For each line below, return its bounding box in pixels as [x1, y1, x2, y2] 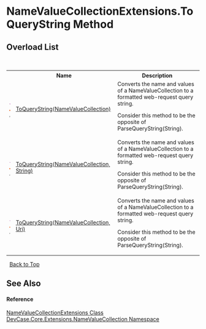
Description [142, 72, 173, 79]
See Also [6, 278, 41, 289]
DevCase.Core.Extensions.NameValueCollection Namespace [6, 315, 159, 323]
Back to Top [9, 260, 40, 268]
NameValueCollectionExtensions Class [6, 309, 104, 317]
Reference [6, 295, 34, 303]
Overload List [6, 42, 59, 52]
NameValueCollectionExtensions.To [6, 4, 194, 18]
